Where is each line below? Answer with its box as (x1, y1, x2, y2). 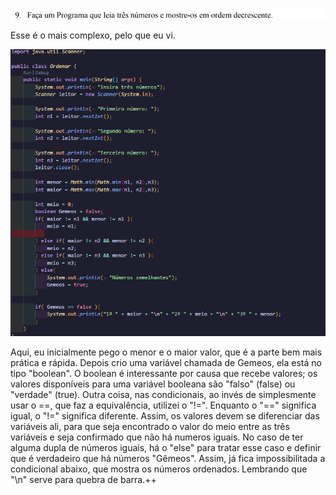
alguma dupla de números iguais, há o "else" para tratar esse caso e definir (10, 441, 322, 453)
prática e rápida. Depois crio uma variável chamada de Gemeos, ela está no (10, 356, 322, 368)
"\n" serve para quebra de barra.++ (10, 473, 157, 485)
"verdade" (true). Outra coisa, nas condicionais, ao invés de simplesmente (10, 388, 317, 400)
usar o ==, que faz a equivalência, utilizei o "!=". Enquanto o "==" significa (10, 399, 317, 411)
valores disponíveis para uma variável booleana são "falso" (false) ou (10, 378, 296, 390)
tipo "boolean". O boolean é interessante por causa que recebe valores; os (10, 367, 318, 379)
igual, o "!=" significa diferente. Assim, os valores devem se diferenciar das (10, 409, 320, 422)
